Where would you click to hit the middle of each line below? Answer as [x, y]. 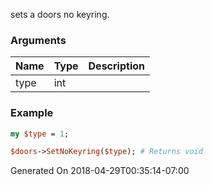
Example [32, 113]
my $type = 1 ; [40, 134]
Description [116, 66]
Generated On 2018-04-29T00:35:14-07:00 [100, 171]
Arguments [38, 40]
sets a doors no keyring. [60, 14]
